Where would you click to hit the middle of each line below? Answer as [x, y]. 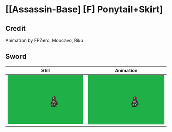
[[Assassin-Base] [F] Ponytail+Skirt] [84, 9]
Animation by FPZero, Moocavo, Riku [44, 40]
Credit [15, 28]
